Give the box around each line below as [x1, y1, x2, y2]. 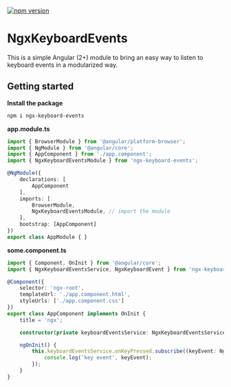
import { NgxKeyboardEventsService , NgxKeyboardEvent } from [7, 266, 186, 273]
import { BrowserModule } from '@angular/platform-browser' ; [7, 138, 186, 145]
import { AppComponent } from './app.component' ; [7, 151, 153, 158]
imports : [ [19, 195, 51, 202]
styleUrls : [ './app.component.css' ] [19, 297, 125, 304]
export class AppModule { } [7, 233, 88, 240]
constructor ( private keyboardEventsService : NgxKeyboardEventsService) [19, 329, 229, 336]
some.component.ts [7, 246, 67, 254]
